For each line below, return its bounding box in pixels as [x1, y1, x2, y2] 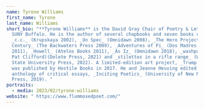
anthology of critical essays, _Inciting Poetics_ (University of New [12, 71, 194, 77]
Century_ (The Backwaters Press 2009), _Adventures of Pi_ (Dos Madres [12, 43, 197, 49]
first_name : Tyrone [6, 15, 56, 21]
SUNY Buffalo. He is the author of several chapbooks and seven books [12, 31, 194, 38]
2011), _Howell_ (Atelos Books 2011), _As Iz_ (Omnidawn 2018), [12, 48, 178, 54]
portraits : [6, 82, 34, 88]
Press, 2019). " [12, 76, 53, 82]
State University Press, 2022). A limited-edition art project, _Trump [12, 59, 197, 65]
